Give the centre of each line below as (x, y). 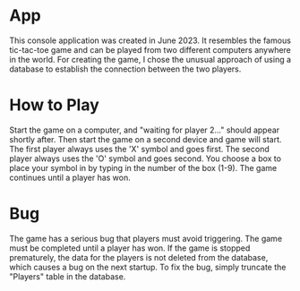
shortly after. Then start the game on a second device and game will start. (146, 139)
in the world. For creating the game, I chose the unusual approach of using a (150, 59)
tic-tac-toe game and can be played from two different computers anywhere (150, 49)
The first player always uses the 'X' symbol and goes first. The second (140, 149)
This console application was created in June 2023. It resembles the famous (150, 40)
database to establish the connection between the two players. (125, 69)
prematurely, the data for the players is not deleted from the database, (139, 257)
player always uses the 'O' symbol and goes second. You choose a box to (146, 158)
